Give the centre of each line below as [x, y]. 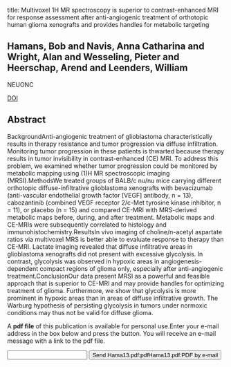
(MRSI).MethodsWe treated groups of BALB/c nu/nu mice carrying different [114, 180]
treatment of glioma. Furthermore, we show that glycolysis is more [102, 290]
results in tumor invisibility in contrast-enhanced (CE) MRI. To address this [113, 158]
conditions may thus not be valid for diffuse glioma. [80, 312]
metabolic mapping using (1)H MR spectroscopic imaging [89, 173]
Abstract [27, 120]
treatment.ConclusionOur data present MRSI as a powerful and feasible [109, 276]
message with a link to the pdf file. [56, 341]
